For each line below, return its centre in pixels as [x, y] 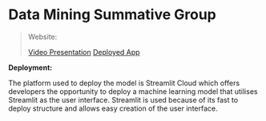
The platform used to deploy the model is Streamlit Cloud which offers [124, 83]
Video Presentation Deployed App [84, 52]
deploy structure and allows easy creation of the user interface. [113, 108]
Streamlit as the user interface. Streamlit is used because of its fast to [123, 100]
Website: [42, 37]
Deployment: [30, 67]
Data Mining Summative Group [112, 15]
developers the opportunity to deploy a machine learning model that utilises [133, 91]
